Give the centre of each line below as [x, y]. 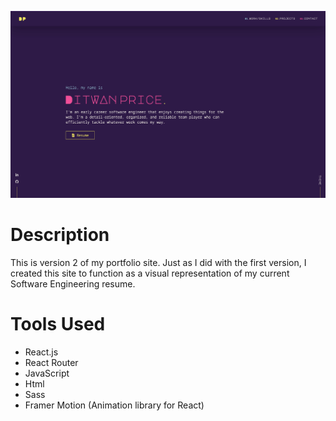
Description [60, 234]
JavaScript [47, 373]
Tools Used [58, 323]
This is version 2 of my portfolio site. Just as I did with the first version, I [158, 262]
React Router [51, 362]
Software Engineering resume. [73, 283]
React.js [41, 352]
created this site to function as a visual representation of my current [150, 273]
